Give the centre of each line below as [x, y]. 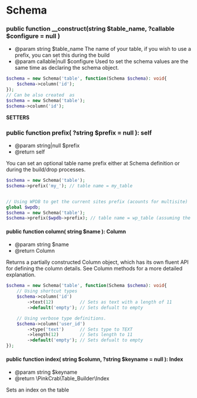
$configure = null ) [33, 36]
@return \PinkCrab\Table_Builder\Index [62, 379]
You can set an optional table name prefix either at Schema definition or [93, 164]
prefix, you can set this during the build [62, 55]
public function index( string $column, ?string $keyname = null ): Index [95, 359]
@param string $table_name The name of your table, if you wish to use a [103, 49]
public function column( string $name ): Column [66, 231]
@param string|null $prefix [47, 146]
